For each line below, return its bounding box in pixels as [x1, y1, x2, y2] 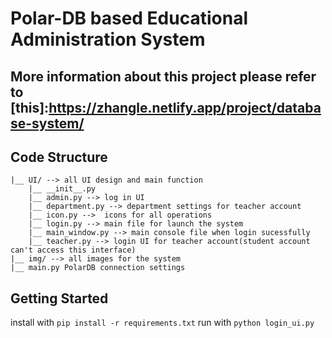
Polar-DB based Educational [10, 7, 248, 30]
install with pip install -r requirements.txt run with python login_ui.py [10, 317, 315, 329]
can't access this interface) [10, 245, 137, 256]
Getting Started [10, 290, 109, 307]
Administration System [10, 28, 206, 51]
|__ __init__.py [28, 184, 97, 194]
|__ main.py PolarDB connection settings [10, 263, 186, 273]
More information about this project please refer [10, 68, 317, 85]
